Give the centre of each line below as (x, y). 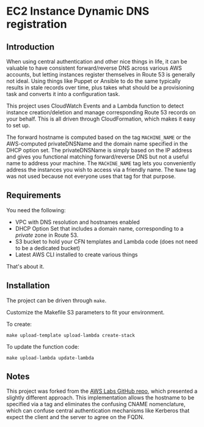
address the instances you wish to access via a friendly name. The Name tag (101, 170)
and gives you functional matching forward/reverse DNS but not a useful (98, 157)
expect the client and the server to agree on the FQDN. (75, 417)
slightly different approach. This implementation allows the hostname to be (100, 398)
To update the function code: (43, 346)
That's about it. (25, 266)
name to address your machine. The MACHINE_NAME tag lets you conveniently (101, 163)
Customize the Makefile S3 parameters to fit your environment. (86, 312)
